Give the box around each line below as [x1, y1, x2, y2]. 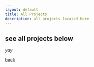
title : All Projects [5, 12, 48, 17]
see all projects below [5, 34, 74, 43]
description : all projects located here [5, 16, 90, 21]
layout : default [5, 7, 38, 12]
